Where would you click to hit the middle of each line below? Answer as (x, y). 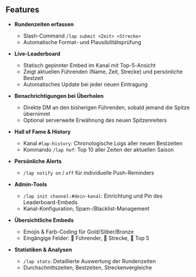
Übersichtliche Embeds (44, 220)
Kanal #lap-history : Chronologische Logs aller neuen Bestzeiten (103, 143)
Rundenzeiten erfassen (44, 24)
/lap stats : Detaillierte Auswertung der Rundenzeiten (89, 261)
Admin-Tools (30, 184)
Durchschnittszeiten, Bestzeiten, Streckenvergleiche (88, 267)
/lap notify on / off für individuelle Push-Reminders (89, 173)
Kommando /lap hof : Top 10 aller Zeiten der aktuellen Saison (99, 149)
